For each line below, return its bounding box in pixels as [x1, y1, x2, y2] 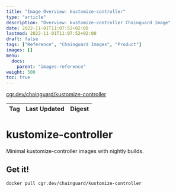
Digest [70, 105, 89, 113]
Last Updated [25, 105, 65, 113]
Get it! [6, 165, 30, 175]
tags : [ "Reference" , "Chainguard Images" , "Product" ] [6, 42, 142, 48]
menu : [6, 53, 20, 58]
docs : [11, 58, 25, 64]
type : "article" [6, 14, 46, 20]
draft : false [6, 36, 39, 42]
